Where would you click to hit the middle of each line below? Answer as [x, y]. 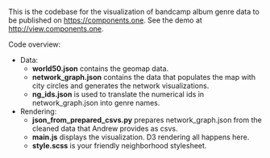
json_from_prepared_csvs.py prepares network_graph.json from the [147, 120]
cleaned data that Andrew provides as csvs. [105, 129]
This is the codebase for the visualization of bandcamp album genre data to [134, 12]
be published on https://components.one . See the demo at [106, 20]
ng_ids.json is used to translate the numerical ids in [118, 94]
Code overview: [35, 44]
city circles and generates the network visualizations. [120, 85]
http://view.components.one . [56, 29]
